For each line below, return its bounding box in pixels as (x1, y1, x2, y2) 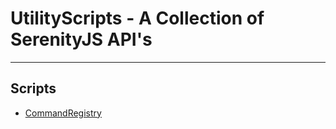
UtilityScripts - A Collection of (10, 7, 265, 30)
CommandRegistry (24, 107, 102, 119)
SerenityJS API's (10, 28, 153, 51)
